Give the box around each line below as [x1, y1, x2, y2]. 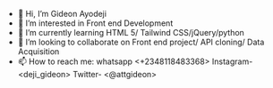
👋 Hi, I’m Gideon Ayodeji [17, 9, 107, 19]
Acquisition [17, 46, 60, 57]
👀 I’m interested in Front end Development [17, 18, 174, 28]
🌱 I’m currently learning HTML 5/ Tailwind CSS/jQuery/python [17, 28, 244, 37]
